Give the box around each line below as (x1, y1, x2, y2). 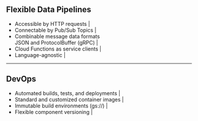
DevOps (6, 74, 37, 84)
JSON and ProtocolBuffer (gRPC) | (14, 39, 98, 46)
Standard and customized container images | (14, 96, 124, 103)
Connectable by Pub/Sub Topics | (14, 26, 97, 33)
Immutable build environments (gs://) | (14, 102, 108, 109)
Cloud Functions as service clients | (14, 45, 102, 52)
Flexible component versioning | (14, 108, 93, 115)
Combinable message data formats (14, 32, 100, 40)
